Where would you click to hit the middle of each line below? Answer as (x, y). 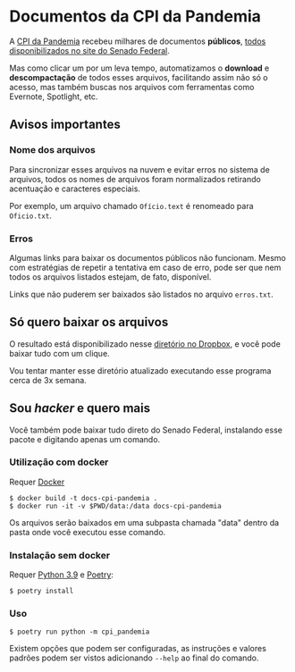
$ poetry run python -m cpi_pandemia (80, 632)
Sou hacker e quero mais (80, 408)
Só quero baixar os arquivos (89, 322)
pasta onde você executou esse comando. (88, 532)
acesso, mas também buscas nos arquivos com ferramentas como (132, 87)
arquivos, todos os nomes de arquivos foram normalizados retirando (135, 179)
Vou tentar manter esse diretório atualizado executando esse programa (140, 370)
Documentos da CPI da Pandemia (135, 17)
